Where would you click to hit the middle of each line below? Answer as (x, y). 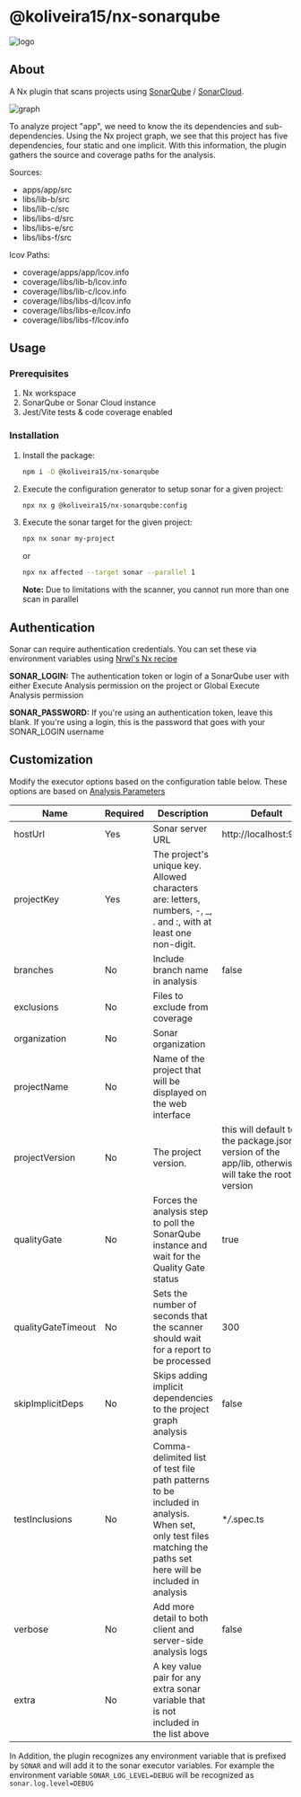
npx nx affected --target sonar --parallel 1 (108, 572)
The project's (181, 854)
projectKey (37, 898)
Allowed (170, 876)
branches (34, 969)
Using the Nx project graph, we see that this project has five (177, 136)
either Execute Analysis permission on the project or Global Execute (134, 686)
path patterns (181, 1480)
